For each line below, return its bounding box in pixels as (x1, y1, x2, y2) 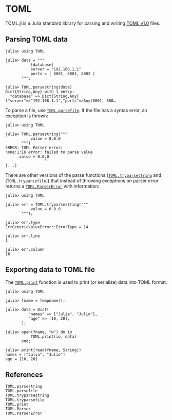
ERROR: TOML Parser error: (5, 145, 63, 150)
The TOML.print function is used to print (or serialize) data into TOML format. (5, 279, 167, 285)
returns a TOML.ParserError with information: (5, 183, 100, 189)
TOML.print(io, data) (30, 334, 77, 339)
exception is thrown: (5, 113, 48, 119)
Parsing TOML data (5, 35, 68, 44)
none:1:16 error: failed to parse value (5, 150, 93, 155)
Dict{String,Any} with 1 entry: (5, 89, 74, 94)
